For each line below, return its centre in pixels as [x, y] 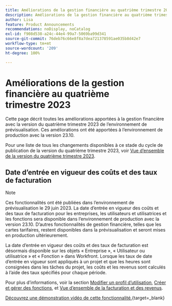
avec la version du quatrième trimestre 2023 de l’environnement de [76, 124]
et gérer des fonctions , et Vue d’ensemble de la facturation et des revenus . [84, 288]
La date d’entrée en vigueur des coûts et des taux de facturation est [77, 245]
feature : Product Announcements [40, 24]
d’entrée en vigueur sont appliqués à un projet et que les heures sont [78, 262]
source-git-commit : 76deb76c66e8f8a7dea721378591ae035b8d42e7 [73, 39]
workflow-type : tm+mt [28, 44]
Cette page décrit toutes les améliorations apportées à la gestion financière [85, 119]
